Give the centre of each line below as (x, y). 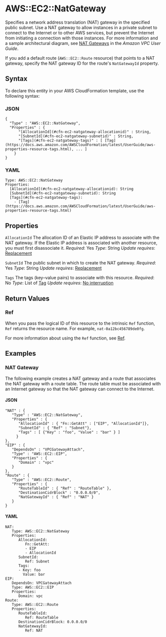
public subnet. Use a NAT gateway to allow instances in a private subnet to (81, 27)
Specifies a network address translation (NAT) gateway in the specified (78, 22)
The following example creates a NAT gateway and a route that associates (81, 378)
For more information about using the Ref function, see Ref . (65, 338)
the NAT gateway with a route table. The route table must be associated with (83, 383)
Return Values (27, 298)
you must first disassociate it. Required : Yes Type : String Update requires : (80, 248)
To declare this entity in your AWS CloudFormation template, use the (75, 91)
